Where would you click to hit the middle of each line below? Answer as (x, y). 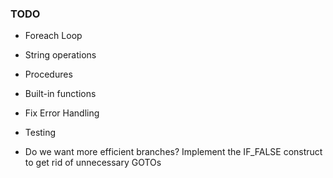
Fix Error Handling (62, 113)
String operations (60, 55)
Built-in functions (60, 94)
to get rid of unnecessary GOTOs (93, 163)
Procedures (48, 74)
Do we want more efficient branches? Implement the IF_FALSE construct (173, 152)
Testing (40, 133)
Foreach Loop (53, 36)
